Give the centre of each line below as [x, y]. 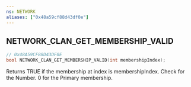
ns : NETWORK [21, 12]
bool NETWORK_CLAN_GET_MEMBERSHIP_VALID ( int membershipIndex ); [86, 60]
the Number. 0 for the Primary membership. [59, 78]
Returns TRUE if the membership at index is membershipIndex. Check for [95, 72]
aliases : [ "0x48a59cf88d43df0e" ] [47, 17]
